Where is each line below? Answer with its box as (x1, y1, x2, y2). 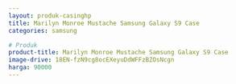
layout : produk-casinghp (8, 11, 92, 20)
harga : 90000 (8, 63, 52, 72)
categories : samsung (8, 26, 78, 34)
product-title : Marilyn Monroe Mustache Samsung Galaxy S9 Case (8, 49, 229, 57)
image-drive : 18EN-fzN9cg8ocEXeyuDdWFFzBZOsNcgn (8, 56, 175, 64)
